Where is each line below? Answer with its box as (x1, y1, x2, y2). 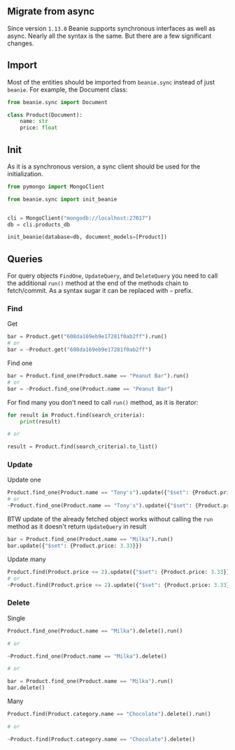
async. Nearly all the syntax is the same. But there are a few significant (7, 31, 212, 40)
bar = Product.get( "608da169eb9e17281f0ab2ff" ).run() (7, 333, 168, 340)
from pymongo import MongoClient (7, 183, 105, 190)
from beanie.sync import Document (7, 99, 108, 106)
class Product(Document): (7, 111, 83, 118)
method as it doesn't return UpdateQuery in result (7, 522, 147, 531)
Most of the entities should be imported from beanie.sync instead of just (7, 78, 215, 86)
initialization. (7, 169, 43, 178)
